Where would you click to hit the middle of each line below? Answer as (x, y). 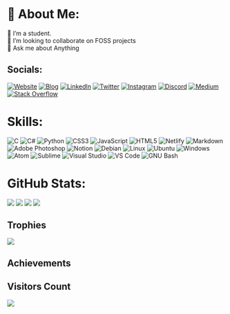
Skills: (25, 121)
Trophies (27, 225)
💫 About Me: (44, 14)
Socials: (25, 70)
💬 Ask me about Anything (43, 48)
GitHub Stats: (47, 183)
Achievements (39, 263)
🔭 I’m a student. (29, 33)
